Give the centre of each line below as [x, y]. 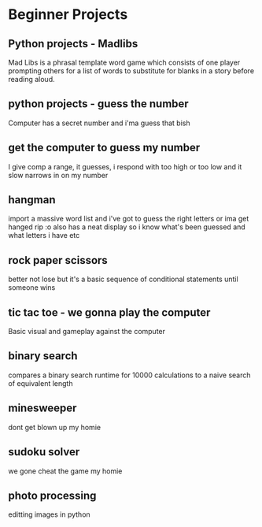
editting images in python [49, 514]
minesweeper [42, 408]
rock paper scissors [58, 260]
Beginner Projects [68, 15]
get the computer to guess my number [104, 148]
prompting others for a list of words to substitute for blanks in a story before [131, 71]
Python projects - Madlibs [73, 44]
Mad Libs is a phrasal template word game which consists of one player [124, 62]
